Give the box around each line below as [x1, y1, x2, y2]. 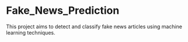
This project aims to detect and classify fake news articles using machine [6, 23, 183, 30]
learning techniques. [6, 29, 55, 36]
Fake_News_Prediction [6, 4, 120, 17]
